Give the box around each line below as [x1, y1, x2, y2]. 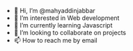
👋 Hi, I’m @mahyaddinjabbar [13, 7, 95, 14]
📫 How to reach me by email [13, 37, 97, 44]
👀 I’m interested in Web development [13, 14, 120, 22]
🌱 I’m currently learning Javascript [13, 21, 113, 29]
